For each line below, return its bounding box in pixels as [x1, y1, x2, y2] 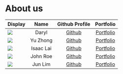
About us [5, 3, 43, 14]
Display [7, 21, 25, 27]
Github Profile [57, 21, 91, 27]
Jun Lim [32, 61, 50, 68]
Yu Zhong [30, 37, 53, 44]
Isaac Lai [31, 45, 52, 51]
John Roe [30, 52, 52, 59]
